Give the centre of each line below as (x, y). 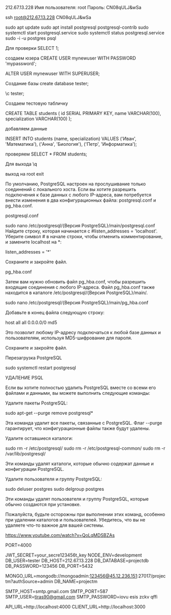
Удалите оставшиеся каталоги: (39, 438)
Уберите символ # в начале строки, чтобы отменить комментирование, (84, 236)
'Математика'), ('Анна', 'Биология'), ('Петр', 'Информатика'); (71, 144)
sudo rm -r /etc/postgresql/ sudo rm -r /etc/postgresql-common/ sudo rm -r (86, 448)
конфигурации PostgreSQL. (35, 469)
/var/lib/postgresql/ (26, 454)
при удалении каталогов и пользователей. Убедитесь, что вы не (75, 520)
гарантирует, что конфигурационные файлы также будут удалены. (78, 428)
